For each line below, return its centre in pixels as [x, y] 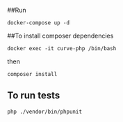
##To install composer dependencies [60, 36]
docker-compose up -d [39, 23]
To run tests [34, 96]
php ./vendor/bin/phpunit [44, 112]
